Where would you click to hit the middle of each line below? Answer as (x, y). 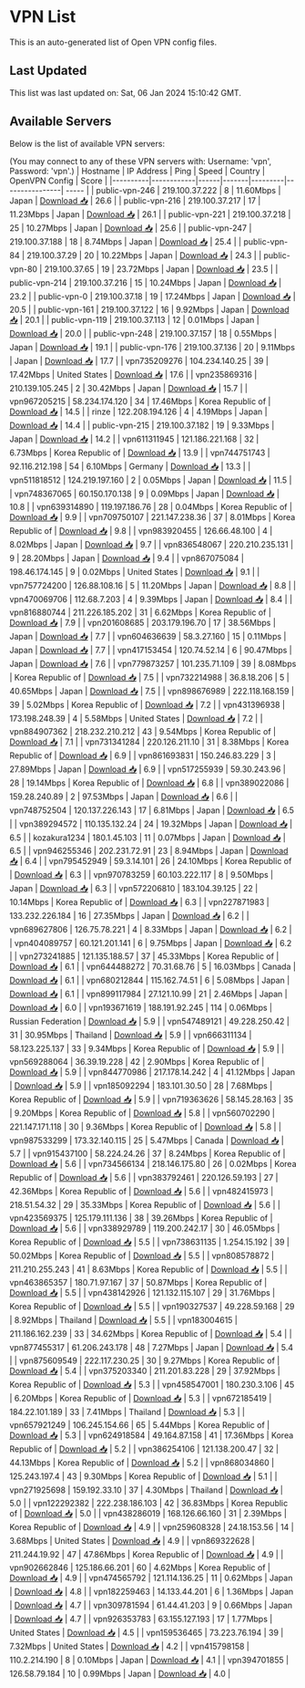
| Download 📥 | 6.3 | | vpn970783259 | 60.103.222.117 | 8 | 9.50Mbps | (142, 874)
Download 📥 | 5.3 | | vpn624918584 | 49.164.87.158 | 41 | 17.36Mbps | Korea (152, 1435)
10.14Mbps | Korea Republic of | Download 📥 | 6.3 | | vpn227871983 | (140, 901)
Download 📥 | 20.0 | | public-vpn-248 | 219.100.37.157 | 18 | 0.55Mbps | (143, 333)
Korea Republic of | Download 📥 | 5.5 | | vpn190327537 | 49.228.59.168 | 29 (152, 1306)
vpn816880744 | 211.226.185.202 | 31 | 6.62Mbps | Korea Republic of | (140, 612)
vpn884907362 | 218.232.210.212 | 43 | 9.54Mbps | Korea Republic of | (142, 731)
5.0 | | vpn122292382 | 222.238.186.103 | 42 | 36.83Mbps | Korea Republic (149, 1503)
